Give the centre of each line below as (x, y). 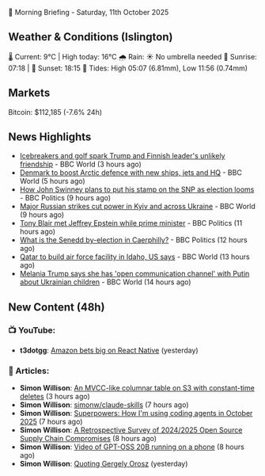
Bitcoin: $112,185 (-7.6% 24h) (55, 112)
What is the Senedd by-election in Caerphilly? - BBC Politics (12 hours (133, 240)
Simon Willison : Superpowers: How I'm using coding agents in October (136, 413)
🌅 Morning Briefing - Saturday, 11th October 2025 (89, 12)
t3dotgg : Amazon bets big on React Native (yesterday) (109, 350)
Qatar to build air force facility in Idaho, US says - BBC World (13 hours (135, 257)
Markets (29, 93)
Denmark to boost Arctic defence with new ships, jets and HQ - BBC (131, 173)
